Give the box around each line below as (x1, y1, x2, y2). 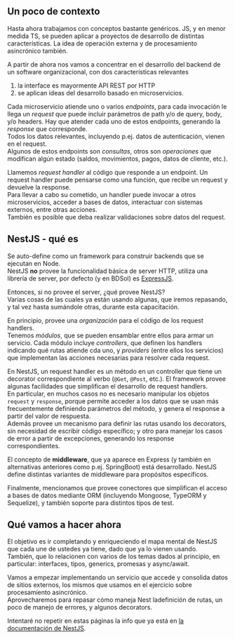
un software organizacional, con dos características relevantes (7, 67, 189, 76)
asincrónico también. (7, 46, 68, 55)
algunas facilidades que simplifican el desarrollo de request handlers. (7, 382, 208, 390)
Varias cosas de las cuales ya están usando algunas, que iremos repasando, (7, 295, 228, 304)
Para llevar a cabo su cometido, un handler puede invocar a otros (7, 190, 196, 199)
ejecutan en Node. (7, 259, 61, 267)
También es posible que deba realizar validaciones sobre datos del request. (7, 213, 226, 221)
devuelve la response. (7, 182, 72, 191)
